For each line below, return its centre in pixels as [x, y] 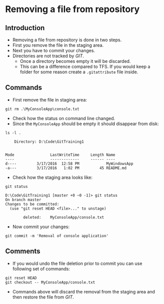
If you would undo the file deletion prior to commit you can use [77, 263]
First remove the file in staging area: [50, 99]
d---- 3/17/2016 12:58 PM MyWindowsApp [69, 164]
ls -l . [13, 133]
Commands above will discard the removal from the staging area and [84, 291]
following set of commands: [41, 269]
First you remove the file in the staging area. [58, 45]
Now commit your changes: [41, 227]
